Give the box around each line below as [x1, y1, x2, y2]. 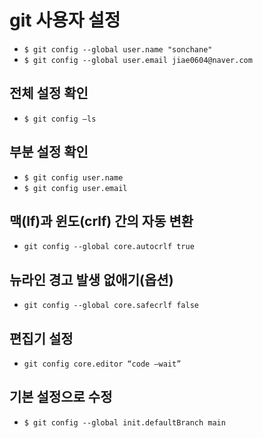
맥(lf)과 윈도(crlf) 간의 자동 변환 [9, 212, 194, 230]
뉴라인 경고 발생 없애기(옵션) [9, 271, 174, 288]
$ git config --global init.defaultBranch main [23, 417, 226, 428]
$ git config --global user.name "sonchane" [23, 44, 213, 55]
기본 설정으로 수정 [9, 389, 113, 406]
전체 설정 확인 [9, 85, 89, 102]
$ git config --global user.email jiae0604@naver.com [23, 55, 253, 65]
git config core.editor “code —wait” [23, 359, 182, 369]
